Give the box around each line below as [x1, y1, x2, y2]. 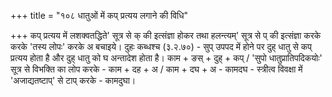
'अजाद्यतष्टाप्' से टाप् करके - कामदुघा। [10, 75, 137, 86]
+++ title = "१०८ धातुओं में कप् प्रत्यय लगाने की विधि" [10, 10, 189, 21]
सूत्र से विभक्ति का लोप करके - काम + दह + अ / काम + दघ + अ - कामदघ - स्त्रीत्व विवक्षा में [10, 63, 303, 75]
